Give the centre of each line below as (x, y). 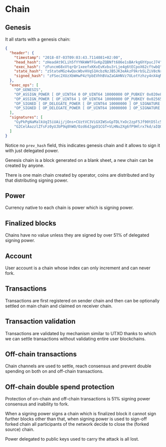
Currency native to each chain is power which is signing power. (70, 208)
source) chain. (20, 430)
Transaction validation (40, 322)
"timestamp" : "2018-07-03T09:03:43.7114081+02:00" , (68, 57)
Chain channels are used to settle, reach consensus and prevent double (78, 366)
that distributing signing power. (37, 180)
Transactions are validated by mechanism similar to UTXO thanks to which (81, 333)
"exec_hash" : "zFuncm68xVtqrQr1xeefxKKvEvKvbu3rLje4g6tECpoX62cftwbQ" (88, 67)
